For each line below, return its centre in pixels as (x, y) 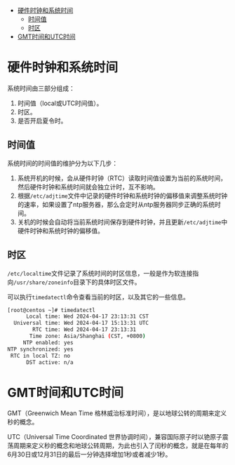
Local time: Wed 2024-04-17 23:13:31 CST (87, 317)
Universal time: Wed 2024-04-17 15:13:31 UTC (81, 323)
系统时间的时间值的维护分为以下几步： (62, 163)
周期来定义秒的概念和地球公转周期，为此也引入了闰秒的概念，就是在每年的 (121, 446)
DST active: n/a (49, 362)
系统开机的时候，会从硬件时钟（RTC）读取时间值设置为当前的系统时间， (122, 178)
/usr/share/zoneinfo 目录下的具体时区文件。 (78, 282)
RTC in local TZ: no (40, 356)
